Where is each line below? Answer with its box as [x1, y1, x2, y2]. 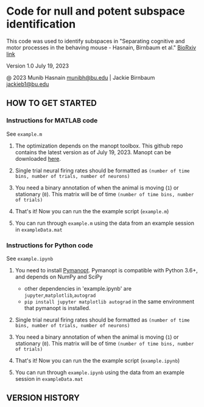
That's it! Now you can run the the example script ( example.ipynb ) [15, 356, 180, 364]
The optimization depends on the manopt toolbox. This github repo [15, 142, 183, 149]
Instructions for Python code [6, 241, 93, 249]
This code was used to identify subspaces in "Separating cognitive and [6, 37, 185, 44]
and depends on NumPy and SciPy [15, 273, 103, 280]
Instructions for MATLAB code [6, 116, 98, 125]
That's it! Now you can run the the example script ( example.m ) [15, 207, 169, 214]
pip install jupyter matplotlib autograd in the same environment [24, 297, 195, 305]
